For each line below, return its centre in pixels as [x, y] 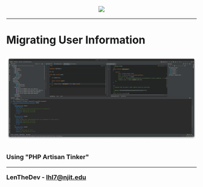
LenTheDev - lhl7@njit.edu [46, 177]
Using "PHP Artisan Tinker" [48, 157]
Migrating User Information [76, 40]
